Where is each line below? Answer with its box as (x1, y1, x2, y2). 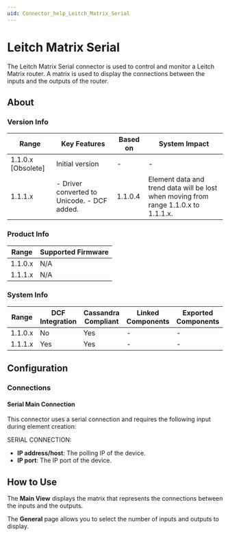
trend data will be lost (148, 183, 218, 192)
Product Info (7, 229, 49, 239)
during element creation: (7, 423, 77, 431)
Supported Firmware (40, 247, 110, 257)
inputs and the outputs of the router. (7, 77, 109, 85)
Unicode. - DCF (55, 196, 107, 205)
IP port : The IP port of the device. (16, 456, 112, 464)
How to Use (7, 476, 57, 488)
